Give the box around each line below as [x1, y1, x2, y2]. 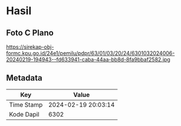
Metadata [6, 73, 43, 83]
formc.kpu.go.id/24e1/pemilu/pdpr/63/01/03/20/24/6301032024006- [6, 50, 175, 57]
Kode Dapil [9, 110, 40, 118]
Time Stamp [9, 101, 43, 109]
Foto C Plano [6, 28, 54, 38]
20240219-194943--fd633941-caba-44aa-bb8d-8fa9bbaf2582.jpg [6, 56, 170, 63]
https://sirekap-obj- [6, 43, 54, 50]
